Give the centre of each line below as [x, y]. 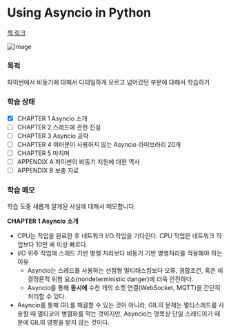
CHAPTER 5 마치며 [43, 153]
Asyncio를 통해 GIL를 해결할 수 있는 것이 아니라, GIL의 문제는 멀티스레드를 [117, 305]
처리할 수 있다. [47, 296]
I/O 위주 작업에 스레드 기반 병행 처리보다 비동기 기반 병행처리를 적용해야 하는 [120, 253]
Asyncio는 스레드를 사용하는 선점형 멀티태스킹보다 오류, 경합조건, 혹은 [121, 271]
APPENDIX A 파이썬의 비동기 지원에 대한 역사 [78, 161]
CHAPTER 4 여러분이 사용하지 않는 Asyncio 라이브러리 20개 [99, 144]
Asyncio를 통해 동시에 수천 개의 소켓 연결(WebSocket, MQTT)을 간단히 [124, 288]
